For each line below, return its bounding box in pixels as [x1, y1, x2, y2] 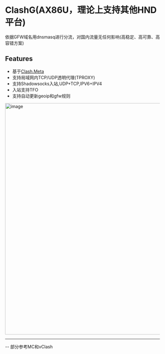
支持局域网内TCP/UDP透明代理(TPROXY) [12, 74, 95, 80]
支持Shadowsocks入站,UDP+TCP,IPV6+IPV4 [12, 81, 102, 87]
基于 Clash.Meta [12, 68, 44, 74]
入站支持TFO [12, 87, 38, 92]
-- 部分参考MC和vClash [5, 344, 53, 350]
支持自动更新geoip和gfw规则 [12, 93, 71, 99]
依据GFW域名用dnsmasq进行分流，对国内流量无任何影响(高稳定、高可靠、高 [5, 34, 160, 40]
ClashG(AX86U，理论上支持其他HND [5, 4, 157, 16]
